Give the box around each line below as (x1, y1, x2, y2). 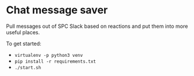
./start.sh (14, 64, 41, 70)
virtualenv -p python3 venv (14, 52, 83, 58)
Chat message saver (6, 3, 108, 17)
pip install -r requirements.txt (14, 59, 96, 64)
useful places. (6, 28, 40, 35)
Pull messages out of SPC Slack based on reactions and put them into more (6, 23, 188, 30)
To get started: (6, 40, 42, 47)
